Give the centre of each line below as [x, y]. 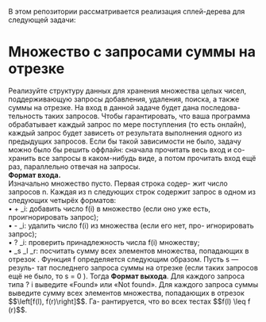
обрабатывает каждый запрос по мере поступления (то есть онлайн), [127, 124]
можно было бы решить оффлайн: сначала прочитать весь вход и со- [127, 149]
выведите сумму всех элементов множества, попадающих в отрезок [126, 293]
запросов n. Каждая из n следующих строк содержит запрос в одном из [132, 192]
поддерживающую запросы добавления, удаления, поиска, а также [124, 99]
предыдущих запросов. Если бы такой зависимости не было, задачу [125, 141]
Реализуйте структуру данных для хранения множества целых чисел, [127, 90]
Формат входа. [35, 174]
